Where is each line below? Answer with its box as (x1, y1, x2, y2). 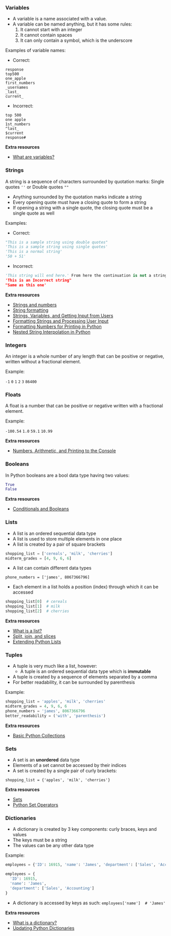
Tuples (5, 651, 23, 658)
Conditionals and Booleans (12, 506, 69, 512)
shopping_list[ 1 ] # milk (5, 604, 60, 609)
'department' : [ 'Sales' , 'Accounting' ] (10, 885, 95, 891)
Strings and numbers (12, 301, 57, 308)
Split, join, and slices (12, 633, 56, 640)
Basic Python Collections (12, 732, 65, 738)
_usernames (5, 85, 28, 90)
